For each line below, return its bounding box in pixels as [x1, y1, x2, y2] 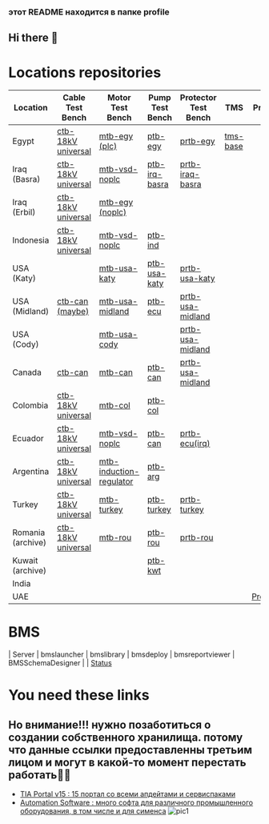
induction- [98, 466, 140, 477]
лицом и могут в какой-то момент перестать [8, 755, 247, 769]
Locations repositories [8, 63, 162, 82]
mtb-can [98, 367, 134, 378]
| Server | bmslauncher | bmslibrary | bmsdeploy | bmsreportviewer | [8, 649, 235, 659]
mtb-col [98, 400, 130, 411]
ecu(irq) [179, 438, 211, 449]
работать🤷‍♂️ [8, 768, 71, 782]
